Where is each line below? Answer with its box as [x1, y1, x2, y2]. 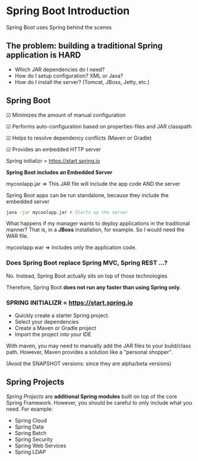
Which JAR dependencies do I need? [14, 66, 105, 73]
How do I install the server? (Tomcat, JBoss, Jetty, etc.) [14, 78, 150, 85]
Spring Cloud [14, 417, 47, 424]
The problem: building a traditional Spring [6, 41, 163, 51]
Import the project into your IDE [14, 331, 92, 338]
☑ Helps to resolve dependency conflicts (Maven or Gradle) [6, 134, 152, 141]
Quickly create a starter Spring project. [14, 312, 110, 319]
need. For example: [6, 405, 53, 412]
